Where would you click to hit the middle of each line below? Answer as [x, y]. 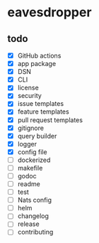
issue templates [41, 104]
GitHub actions [39, 55]
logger [27, 144]
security [30, 96]
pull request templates [50, 120]
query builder [37, 136]
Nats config [34, 200]
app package [37, 64]
